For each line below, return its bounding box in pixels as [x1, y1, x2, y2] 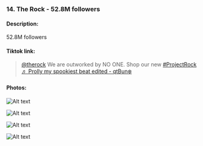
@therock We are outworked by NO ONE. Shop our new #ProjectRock [21, 61, 197, 68]
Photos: [6, 84, 27, 91]
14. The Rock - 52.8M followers [6, 5, 101, 13]
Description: [6, 20, 38, 27]
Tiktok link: [6, 47, 35, 55]
